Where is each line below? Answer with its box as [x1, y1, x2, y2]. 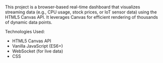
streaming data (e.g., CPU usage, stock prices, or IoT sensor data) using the [5, 9, 157, 15]
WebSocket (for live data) [12, 48, 64, 54]
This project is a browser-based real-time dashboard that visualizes [5, 4, 141, 10]
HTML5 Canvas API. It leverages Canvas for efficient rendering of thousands [5, 14, 158, 20]
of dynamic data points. [5, 19, 52, 25]
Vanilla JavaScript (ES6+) [12, 43, 63, 49]
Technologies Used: [5, 29, 45, 34]
